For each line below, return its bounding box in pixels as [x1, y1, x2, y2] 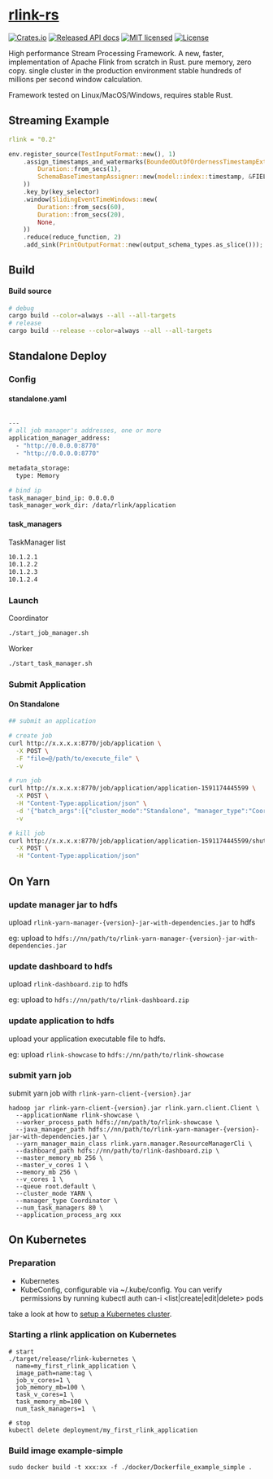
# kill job [8, 829, 45, 838]
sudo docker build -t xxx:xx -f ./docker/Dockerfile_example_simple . [8, 1464, 253, 1472]
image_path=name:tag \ [15, 1369, 93, 1377]
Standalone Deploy [8, 349, 107, 363]
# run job [8, 777, 42, 785]
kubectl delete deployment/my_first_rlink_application [8, 1426, 198, 1434]
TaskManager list [8, 537, 67, 547]
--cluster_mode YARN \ [15, 1189, 93, 1197]
